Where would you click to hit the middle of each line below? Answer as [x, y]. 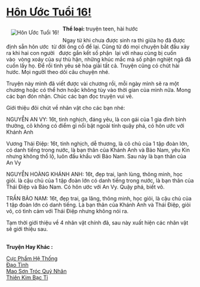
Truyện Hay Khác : [30, 246]
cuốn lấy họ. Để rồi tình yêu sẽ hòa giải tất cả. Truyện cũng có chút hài [93, 66]
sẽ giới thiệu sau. [27, 229]
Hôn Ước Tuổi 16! [49, 12]
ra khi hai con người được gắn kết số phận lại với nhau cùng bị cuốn [91, 53]
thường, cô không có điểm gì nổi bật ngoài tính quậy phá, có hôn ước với [95, 125]
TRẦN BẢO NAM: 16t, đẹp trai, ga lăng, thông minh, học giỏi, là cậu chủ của [99, 198]
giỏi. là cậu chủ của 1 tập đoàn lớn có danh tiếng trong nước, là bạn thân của [100, 180]
